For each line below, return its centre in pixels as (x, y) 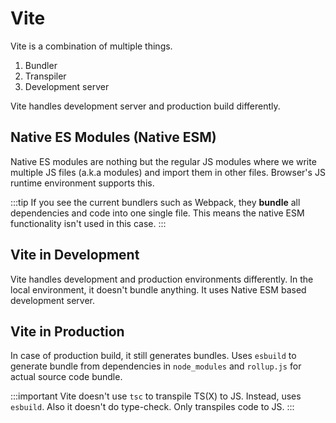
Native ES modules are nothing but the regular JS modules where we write (163, 161)
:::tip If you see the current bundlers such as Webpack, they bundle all (155, 202)
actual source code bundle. (66, 377)
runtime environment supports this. (82, 183)
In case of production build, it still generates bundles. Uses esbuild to (153, 356)
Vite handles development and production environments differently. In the (162, 279)
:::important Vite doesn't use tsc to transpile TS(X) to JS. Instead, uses (156, 396)
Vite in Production (67, 331)
